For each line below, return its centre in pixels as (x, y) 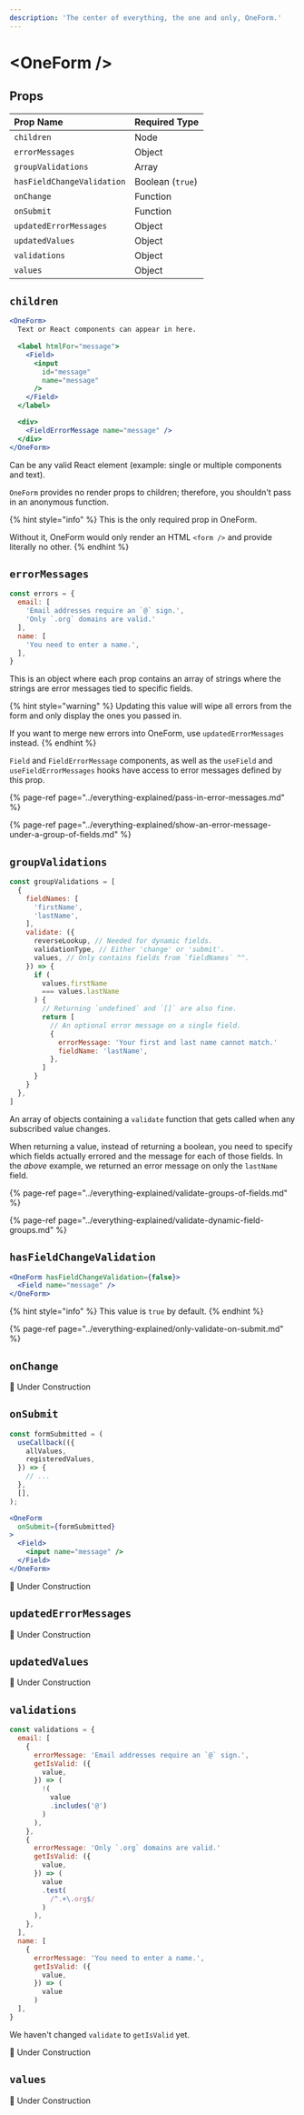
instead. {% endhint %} (53, 743)
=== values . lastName (81, 992)
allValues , (46, 1451)
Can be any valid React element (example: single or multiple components (146, 465)
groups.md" (32, 1229)
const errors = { (42, 594)
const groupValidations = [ (63, 882)
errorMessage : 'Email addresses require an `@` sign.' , (141, 1755)
